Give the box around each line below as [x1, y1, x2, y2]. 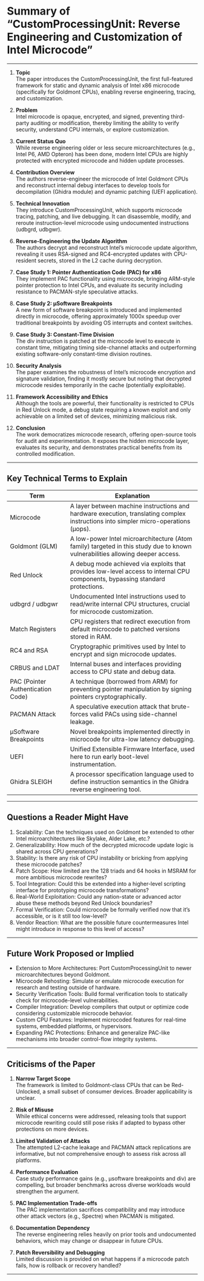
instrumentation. [70, 760, 117, 768]
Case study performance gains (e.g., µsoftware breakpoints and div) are [15, 1175, 196, 1183]
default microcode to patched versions [70, 625, 180, 633]
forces [70, 710, 88, 718]
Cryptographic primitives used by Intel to [70, 642, 186, 651]
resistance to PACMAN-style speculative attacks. [15, 287, 139, 295]
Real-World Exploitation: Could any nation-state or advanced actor [15, 893, 182, 900]
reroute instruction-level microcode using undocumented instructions [15, 219, 189, 226]
